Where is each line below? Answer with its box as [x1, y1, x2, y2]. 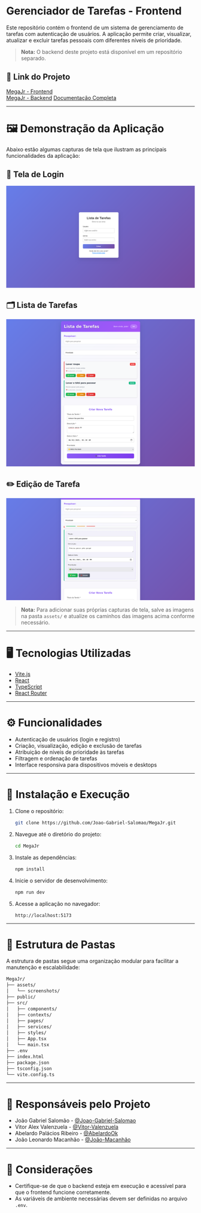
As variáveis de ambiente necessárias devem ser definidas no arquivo [14, 1195, 187, 1202]
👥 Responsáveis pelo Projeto [6, 1097, 151, 1111]
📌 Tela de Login [6, 169, 65, 180]
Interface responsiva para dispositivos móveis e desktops [14, 761, 157, 769]
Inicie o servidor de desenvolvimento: [14, 877, 108, 884]
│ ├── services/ [6, 1024, 52, 1030]
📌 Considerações [6, 1163, 93, 1176]
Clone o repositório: [14, 808, 64, 814]
